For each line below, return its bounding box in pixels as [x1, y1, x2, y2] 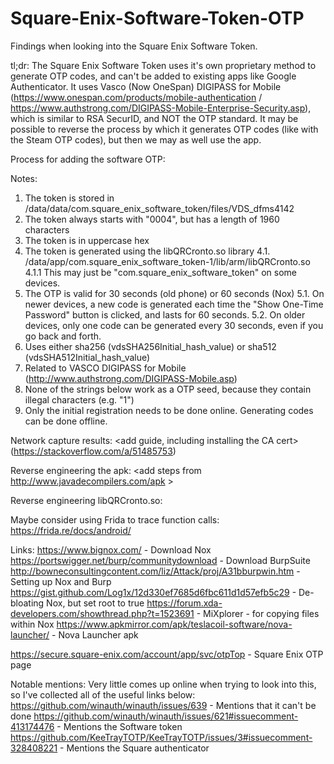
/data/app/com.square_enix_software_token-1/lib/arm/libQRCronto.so [24, 255, 311, 267]
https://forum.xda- [146, 597, 223, 609]
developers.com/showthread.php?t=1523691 [10, 607, 195, 619]
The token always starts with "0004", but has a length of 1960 [24, 213, 280, 225]
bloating [10, 597, 45, 609]
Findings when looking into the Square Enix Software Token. [10, 40, 258, 52]
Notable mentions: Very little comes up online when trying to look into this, [10, 678, 317, 690]
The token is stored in [24, 192, 115, 204]
